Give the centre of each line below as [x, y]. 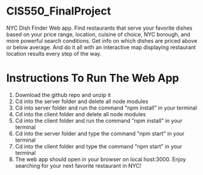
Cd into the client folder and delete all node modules [80, 114]
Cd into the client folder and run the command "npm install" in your [99, 121]
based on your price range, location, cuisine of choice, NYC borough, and [98, 34]
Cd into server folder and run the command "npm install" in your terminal [106, 108]
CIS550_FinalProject [58, 11]
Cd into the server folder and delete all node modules [82, 101]
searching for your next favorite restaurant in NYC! [78, 165]
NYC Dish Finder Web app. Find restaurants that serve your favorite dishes [99, 28]
